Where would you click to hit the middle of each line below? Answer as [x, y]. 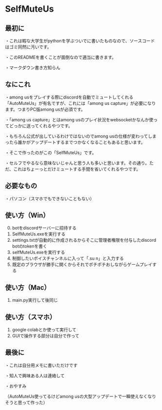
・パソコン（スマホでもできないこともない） [50, 198]
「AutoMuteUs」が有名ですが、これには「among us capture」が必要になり [81, 103]
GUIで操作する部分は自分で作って [45, 336]
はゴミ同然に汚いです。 [28, 47]
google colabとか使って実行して [44, 330]
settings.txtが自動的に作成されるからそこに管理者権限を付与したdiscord [84, 240]
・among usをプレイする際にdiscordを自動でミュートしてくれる [69, 97]
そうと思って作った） [26, 402]
